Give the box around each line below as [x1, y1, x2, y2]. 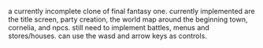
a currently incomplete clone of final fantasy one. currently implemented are [8, 7, 255, 15]
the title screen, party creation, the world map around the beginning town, [8, 15, 248, 24]
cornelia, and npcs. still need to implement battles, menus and [8, 23, 210, 32]
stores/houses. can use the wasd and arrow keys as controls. [8, 31, 207, 40]
